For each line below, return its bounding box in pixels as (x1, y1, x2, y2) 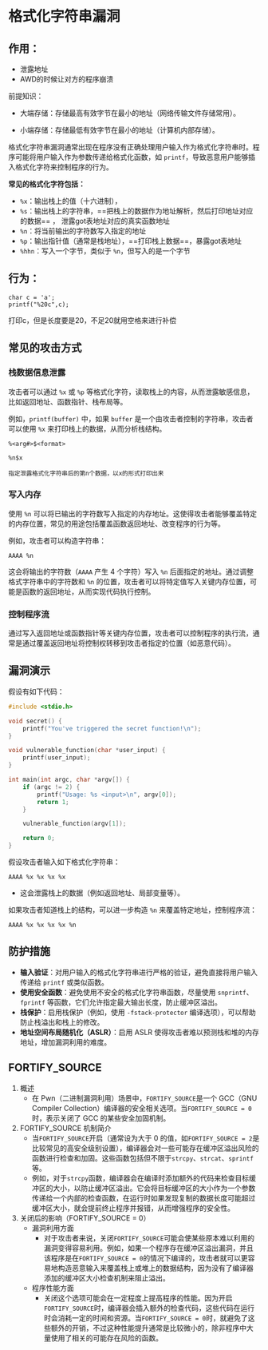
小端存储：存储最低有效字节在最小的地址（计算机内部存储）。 (19, 125, 219, 134)
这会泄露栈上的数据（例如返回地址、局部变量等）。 (19, 888, 185, 898)
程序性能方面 (31, 1283, 74, 1292)
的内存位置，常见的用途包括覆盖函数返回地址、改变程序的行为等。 (8, 519, 225, 528)
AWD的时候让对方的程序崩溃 (19, 74, 114, 84)
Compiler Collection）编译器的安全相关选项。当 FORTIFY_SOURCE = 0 (31, 1103, 253, 1113)
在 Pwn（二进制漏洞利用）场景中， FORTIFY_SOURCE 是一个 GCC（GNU (31, 1093, 258, 1103)
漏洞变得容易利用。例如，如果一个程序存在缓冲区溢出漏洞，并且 (43, 1243, 254, 1252)
